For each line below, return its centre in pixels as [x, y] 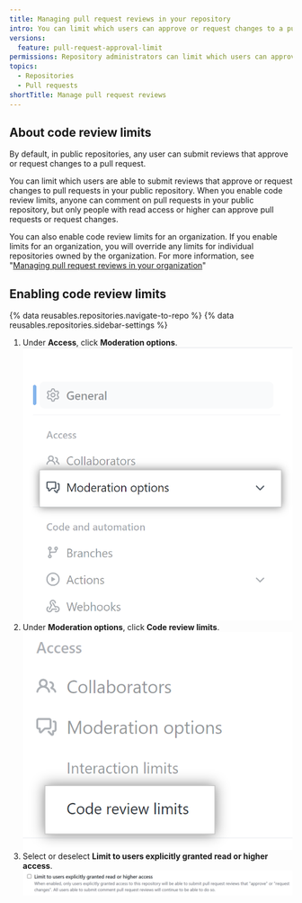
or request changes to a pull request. [78, 164]
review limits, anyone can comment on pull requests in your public [132, 200]
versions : [28, 38]
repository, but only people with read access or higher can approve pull [142, 210]
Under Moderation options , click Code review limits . [121, 627]
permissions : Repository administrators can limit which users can [138, 57]
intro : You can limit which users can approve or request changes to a [146, 28]
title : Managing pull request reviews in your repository [120, 19]
